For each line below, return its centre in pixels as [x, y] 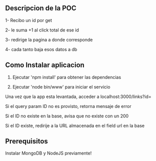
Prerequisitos [27, 141]
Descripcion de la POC [41, 8]
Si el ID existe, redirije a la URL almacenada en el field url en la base [75, 125]
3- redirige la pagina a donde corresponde [49, 39]
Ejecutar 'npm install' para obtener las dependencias [67, 77]
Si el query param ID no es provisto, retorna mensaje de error [68, 106]
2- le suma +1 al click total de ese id [42, 30]
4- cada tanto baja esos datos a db [41, 49]
